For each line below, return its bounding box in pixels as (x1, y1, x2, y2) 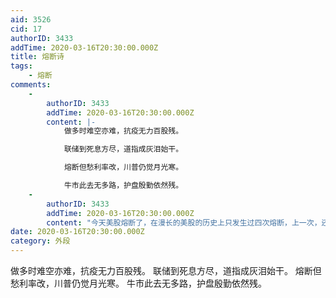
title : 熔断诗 (10, 52, 65, 62)
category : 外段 (10, 236, 71, 246)
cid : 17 (10, 24, 43, 34)
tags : (10, 61, 33, 71)
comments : (10, 80, 52, 90)
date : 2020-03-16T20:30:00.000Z (10, 227, 145, 237)
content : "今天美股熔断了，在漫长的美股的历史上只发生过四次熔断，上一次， (46, 217, 322, 228)
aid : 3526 (10, 14, 52, 25)
